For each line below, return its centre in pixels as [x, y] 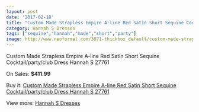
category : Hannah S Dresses [41, 28]
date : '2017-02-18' [30, 17]
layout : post [22, 12]
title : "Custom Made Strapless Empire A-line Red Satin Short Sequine [95, 23]
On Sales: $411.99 [28, 74]
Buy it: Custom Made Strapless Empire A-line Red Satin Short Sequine [91, 85]
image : [14, 39]
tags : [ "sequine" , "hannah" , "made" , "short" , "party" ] [71, 34]
